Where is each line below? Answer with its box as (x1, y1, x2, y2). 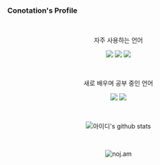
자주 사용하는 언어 (94, 36, 143, 44)
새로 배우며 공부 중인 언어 (83, 79, 154, 88)
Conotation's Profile (7, 6, 78, 15)
